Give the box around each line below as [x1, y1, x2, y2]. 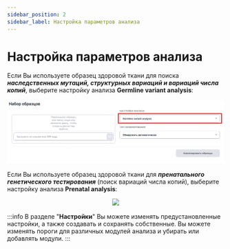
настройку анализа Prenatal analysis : [7, 184, 118, 193]
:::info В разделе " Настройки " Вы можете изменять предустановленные [7, 212, 221, 220]
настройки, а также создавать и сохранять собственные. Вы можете [7, 219, 211, 228]
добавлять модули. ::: [7, 234, 71, 242]
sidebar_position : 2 [7, 11, 67, 18]
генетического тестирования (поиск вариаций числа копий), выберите [7, 177, 220, 186]
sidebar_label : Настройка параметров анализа [7, 18, 140, 25]
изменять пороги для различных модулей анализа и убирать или [7, 227, 200, 235]
